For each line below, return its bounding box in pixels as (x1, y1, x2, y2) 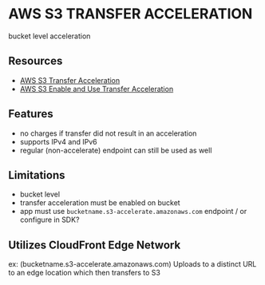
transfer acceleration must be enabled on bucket (19, 198, 181, 208)
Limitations (8, 168, 65, 182)
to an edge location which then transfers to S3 (8, 268, 161, 278)
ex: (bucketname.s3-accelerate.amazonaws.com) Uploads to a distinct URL (8, 259, 257, 269)
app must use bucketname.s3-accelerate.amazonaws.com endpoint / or (19, 207, 247, 216)
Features (8, 107, 53, 121)
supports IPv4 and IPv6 (19, 137, 97, 146)
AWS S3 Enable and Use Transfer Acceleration (19, 84, 174, 93)
